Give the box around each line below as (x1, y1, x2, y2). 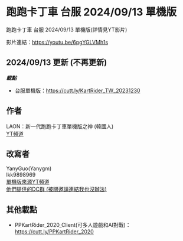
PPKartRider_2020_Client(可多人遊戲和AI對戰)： (14, 222, 131, 229)
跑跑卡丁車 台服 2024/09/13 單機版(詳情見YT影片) (6, 26, 128, 33)
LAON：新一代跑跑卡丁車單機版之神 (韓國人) (6, 122, 114, 130)
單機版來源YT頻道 (6, 178, 50, 185)
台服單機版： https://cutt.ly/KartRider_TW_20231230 (14, 87, 140, 94)
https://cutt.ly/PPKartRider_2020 (14, 228, 94, 235)
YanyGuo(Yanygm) (6, 165, 52, 172)
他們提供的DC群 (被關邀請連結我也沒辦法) (6, 185, 107, 193)
